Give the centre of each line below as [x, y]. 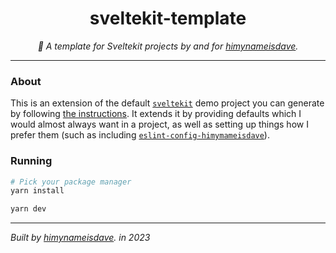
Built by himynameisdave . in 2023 [80, 238]
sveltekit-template [168, 18]
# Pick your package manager [71, 182]
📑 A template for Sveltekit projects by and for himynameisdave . [168, 46]
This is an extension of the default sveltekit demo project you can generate [167, 103]
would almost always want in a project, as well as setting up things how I [159, 124]
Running [31, 161]
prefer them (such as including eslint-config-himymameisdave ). [140, 135]
